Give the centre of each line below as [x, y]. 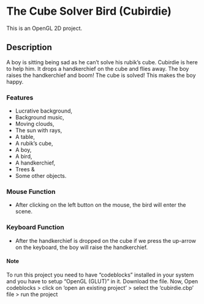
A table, [25, 137]
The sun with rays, [39, 130]
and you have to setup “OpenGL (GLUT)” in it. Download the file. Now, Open [102, 281]
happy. [15, 81]
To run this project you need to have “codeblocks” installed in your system [100, 275]
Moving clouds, [35, 124]
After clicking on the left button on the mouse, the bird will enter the [100, 205]
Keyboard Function [35, 228]
